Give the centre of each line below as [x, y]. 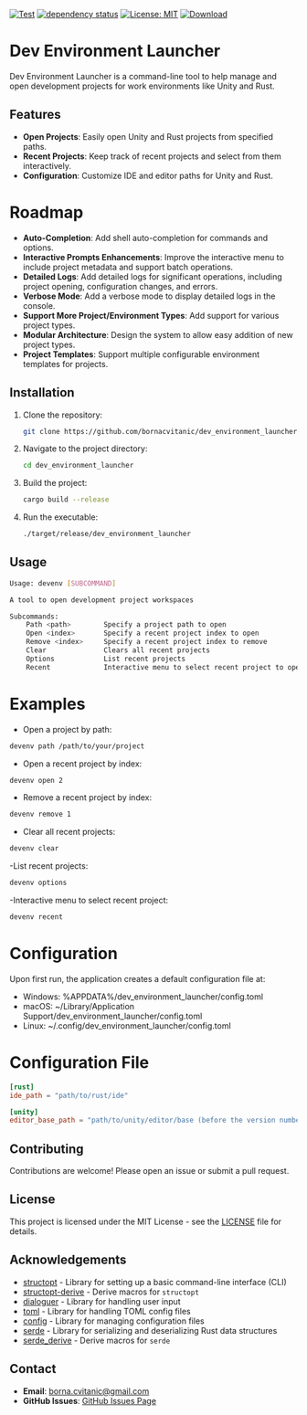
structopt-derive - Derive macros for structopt [111, 1292]
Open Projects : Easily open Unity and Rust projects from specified [148, 136]
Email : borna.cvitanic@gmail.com [86, 1391]
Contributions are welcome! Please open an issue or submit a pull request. [149, 1171]
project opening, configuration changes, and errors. [120, 286]
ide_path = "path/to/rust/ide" [69, 1095]
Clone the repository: [63, 415]
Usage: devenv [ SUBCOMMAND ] [63, 583]
